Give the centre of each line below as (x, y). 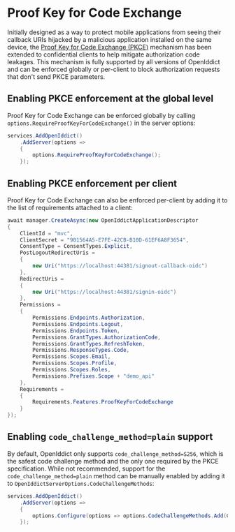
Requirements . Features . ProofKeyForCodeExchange (103, 402)
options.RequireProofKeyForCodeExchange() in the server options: (101, 123)
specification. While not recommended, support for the (86, 468)
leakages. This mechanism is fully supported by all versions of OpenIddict (114, 61)
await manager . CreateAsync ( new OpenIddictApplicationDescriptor (103, 220)
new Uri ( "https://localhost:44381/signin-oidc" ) (105, 292)
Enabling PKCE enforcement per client (92, 183)
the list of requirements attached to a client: (70, 207)
